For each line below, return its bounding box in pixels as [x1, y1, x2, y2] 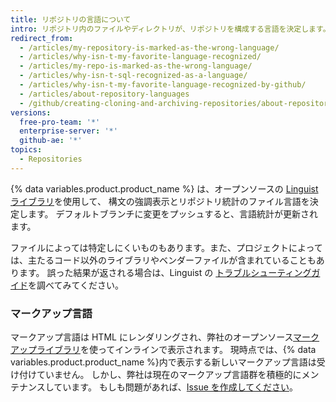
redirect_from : [10, 33, 74, 43]
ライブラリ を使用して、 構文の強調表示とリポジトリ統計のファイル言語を [10, 195, 310, 207]
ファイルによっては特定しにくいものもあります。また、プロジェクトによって [10, 241, 323, 253]
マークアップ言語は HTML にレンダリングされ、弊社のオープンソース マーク [10, 331, 320, 343]
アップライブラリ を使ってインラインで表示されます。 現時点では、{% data [10, 344, 317, 356]
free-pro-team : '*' [19, 117, 101, 127]
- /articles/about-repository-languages [19, 89, 190, 99]
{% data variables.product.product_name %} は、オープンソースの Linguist [10, 182, 319, 195]
